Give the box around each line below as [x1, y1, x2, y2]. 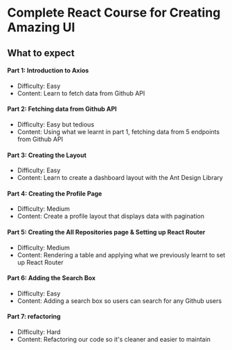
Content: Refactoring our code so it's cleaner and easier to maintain [17, 335, 211, 343]
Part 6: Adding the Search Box [7, 274, 96, 282]
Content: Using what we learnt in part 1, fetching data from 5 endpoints [17, 127, 220, 136]
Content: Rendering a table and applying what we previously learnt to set [17, 250, 226, 259]
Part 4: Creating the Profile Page [7, 189, 102, 198]
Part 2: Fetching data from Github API [7, 105, 117, 113]
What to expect [7, 47, 75, 59]
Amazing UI [7, 19, 75, 35]
